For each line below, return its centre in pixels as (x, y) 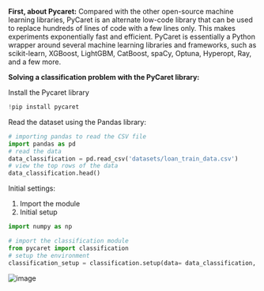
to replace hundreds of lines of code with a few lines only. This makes (122, 28)
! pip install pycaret (44, 107)
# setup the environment (49, 255)
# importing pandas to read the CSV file (77, 136)
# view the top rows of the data (63, 166)
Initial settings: (32, 188)
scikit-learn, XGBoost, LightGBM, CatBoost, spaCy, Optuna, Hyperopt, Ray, (130, 53)
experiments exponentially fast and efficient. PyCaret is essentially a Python (132, 36)
